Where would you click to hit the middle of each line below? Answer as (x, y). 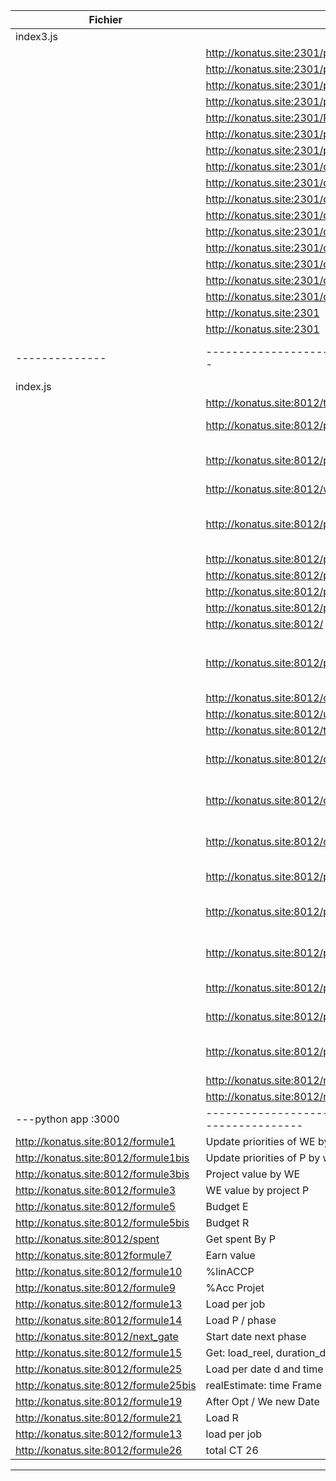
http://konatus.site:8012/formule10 (99, 1271)
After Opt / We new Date (262, 1401)
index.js (33, 386)
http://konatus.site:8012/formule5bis (102, 1222)
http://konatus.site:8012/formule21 (99, 1417)
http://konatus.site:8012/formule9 (96, 1287)
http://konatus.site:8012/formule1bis (102, 1157)
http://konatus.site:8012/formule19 (99, 1401)
